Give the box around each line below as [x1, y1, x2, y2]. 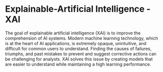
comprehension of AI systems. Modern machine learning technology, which [5, 35, 158, 41]
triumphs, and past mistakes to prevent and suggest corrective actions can [5, 50, 157, 57]
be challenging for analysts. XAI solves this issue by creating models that [5, 56, 153, 62]
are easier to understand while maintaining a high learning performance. [5, 61, 151, 67]
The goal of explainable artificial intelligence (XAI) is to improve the [5, 30, 141, 36]
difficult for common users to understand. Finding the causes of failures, [5, 46, 152, 51]
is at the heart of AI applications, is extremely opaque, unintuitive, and [5, 40, 146, 46]
